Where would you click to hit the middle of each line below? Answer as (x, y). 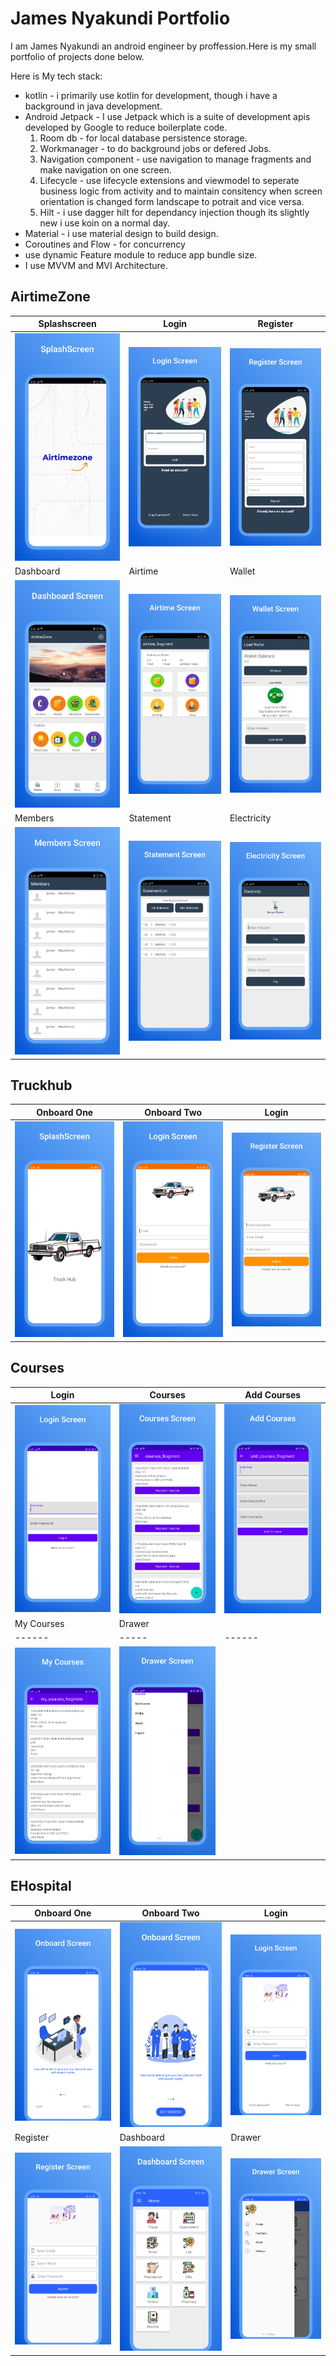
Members (34, 818)
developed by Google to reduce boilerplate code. (126, 127)
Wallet (242, 571)
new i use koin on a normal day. (105, 223)
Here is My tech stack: (56, 76)
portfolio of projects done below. (77, 56)
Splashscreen (67, 324)
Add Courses (273, 1395)
